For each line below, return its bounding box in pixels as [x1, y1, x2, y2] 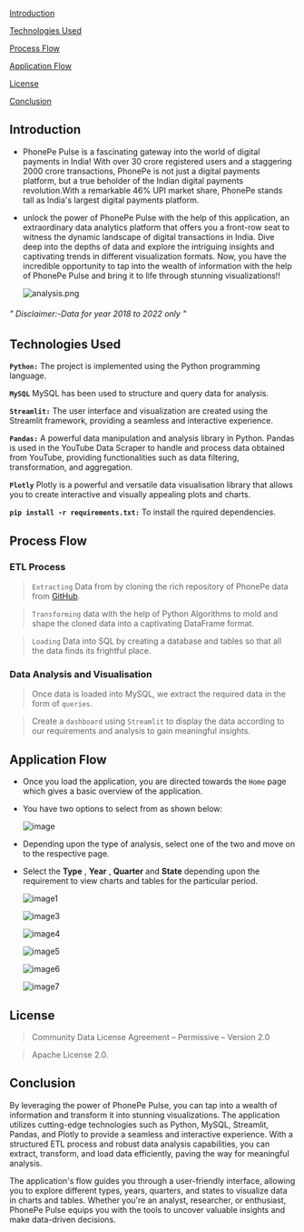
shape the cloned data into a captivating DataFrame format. [31, 618, 254, 629]
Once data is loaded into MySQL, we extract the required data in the [31, 688, 286, 699]
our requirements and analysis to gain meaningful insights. [31, 726, 251, 736]
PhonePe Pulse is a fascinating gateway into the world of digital [22, 145, 260, 157]
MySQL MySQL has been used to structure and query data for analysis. [9, 388, 270, 399]
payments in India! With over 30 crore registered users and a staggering [22, 155, 292, 166]
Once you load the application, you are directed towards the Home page [22, 776, 287, 787]
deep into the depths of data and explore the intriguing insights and [22, 241, 275, 252]
